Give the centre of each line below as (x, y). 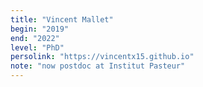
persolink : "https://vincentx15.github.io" (102, 57)
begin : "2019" (40, 29)
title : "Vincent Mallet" (62, 19)
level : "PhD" (37, 47)
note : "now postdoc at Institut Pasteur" (98, 66)
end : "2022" (35, 38)
